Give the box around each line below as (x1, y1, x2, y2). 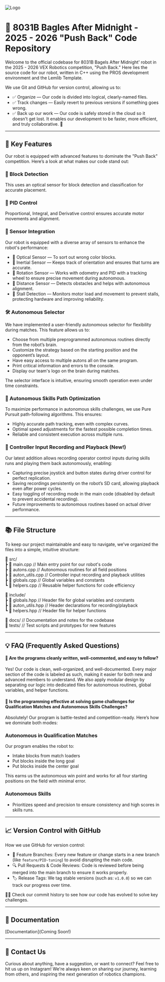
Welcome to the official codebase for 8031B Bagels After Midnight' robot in (5, 59, 157, 65)
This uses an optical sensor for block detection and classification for (5, 182, 144, 188)
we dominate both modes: (5, 720, 58, 726)
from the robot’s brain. (12, 342, 57, 348)
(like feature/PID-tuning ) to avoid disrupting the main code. (12, 857, 134, 863)
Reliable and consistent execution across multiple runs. (12, 431, 124, 437)
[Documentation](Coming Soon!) (5, 929, 71, 935)
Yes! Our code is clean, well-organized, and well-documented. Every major (5, 666, 157, 672)
